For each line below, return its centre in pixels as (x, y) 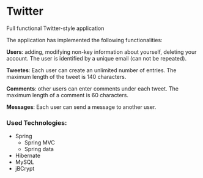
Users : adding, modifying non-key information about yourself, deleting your (102, 52)
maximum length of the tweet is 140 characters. (66, 76)
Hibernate (28, 156)
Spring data (39, 149)
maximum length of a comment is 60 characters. (68, 95)
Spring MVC (39, 143)
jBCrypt (25, 169)
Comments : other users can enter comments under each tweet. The (93, 88)
